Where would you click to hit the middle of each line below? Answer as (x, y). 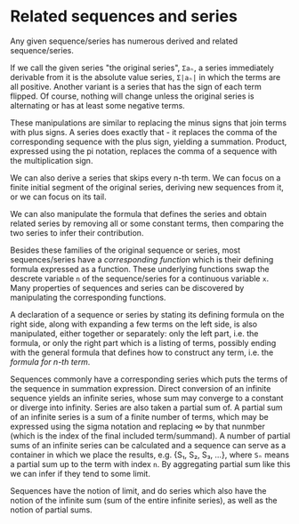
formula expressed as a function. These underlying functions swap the (140, 269)
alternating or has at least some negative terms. (97, 105)
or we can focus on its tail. (58, 197)
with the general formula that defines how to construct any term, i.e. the (142, 352)
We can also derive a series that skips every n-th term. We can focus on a (145, 177)
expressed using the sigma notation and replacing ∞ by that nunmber (138, 426)
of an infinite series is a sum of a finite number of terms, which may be (140, 416)
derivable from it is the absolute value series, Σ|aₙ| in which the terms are (145, 77)
